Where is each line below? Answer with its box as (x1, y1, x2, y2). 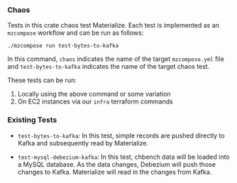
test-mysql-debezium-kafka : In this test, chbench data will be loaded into (17, 152, 230, 161)
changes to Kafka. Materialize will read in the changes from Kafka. (17, 167, 212, 176)
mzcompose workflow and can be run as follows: (7, 28, 144, 37)
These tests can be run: (7, 76, 77, 84)
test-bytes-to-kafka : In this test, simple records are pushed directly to (17, 131, 225, 140)
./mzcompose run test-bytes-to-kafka (7, 43, 119, 50)
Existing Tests (7, 115, 57, 125)
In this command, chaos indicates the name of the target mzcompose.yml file (7, 55, 225, 63)
